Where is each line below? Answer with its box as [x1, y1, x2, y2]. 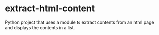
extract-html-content [5, 3, 95, 14]
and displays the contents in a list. [5, 24, 75, 30]
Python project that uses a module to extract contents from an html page [5, 19, 154, 25]
